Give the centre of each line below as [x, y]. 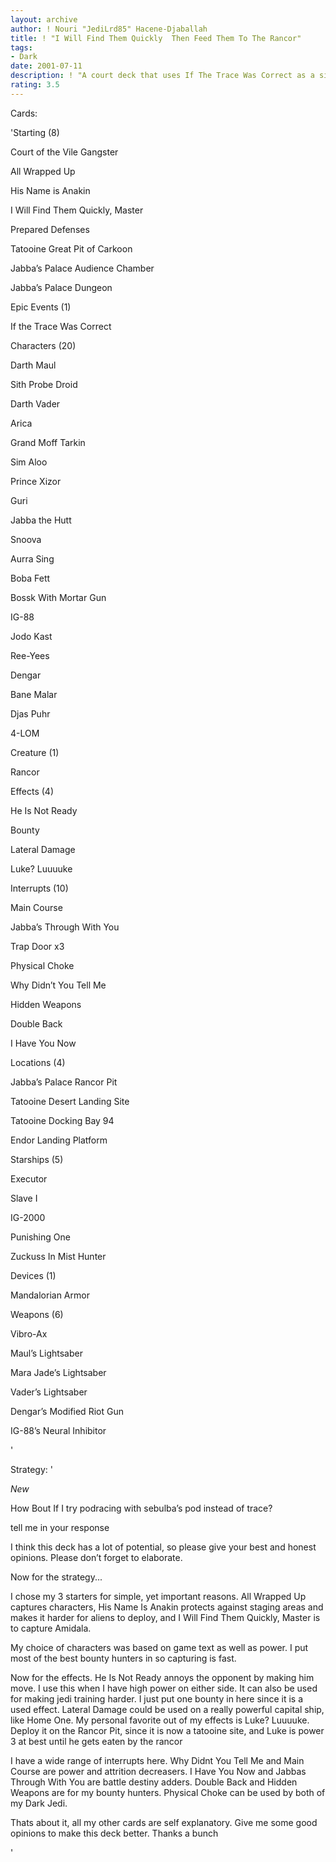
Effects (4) [32, 791]
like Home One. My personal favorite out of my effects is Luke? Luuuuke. [160, 1720]
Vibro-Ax [29, 1333]
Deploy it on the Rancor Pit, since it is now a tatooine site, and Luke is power [167, 1730]
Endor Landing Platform [59, 1140]
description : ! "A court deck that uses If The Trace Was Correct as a [162, 76]
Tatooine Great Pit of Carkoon [71, 248]
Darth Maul [33, 365]
